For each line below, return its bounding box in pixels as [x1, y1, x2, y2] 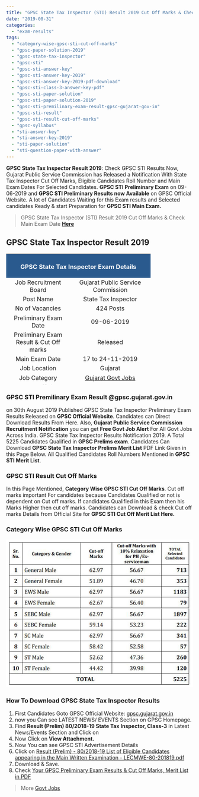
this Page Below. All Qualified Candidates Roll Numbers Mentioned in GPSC [6, 451, 190, 458]
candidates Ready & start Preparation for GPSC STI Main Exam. [6, 202, 162, 209]
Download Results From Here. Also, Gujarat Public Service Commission [6, 419, 182, 426]
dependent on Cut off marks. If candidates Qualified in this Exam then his [6, 498, 185, 505]
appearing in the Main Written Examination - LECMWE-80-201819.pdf [14, 754, 185, 761]
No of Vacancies [15, 304, 61, 313]
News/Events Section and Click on [14, 729, 99, 736]
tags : [6, 34, 20, 41]
